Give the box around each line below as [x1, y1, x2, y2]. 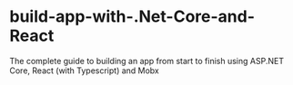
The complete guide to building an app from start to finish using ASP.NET [9, 55, 285, 66]
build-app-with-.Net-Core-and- [9, 6, 255, 27]
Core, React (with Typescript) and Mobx [9, 65, 159, 76]
